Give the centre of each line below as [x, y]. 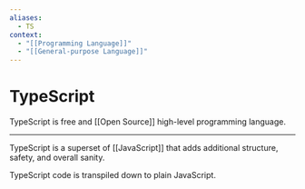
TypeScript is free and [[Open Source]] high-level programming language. [148, 122]
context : [26, 35]
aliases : [26, 18]
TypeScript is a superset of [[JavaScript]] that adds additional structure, [144, 148]
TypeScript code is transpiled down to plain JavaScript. [113, 175]
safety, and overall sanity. [57, 158]
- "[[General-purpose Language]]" [83, 52]
